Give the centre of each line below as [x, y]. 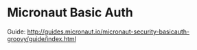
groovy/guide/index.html [42, 38]
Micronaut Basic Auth [70, 13]
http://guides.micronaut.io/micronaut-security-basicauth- [108, 32]
